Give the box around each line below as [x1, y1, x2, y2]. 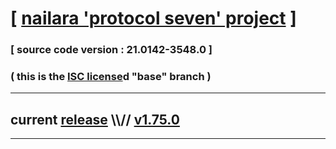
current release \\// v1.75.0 [10, 111, 180, 128]
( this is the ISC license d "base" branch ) [10, 70, 212, 84]
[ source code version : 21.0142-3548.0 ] [10, 43, 213, 57]
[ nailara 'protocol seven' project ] [10, 7, 297, 30]
